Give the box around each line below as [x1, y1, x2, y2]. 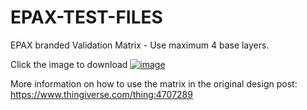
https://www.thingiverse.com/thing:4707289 [10, 88, 193, 100]
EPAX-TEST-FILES [10, 6, 163, 29]
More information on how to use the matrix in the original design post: [10, 77, 298, 90]
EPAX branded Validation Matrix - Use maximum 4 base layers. [10, 39, 270, 51]
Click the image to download [10, 58, 128, 70]
